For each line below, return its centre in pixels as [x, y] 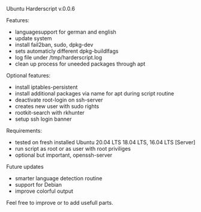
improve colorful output [44, 191]
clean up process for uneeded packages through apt [80, 64]
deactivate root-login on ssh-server [59, 100]
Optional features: [28, 75]
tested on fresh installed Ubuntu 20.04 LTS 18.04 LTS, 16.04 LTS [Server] [105, 142]
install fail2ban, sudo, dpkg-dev [54, 45]
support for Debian [38, 185]
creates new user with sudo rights [57, 106]
